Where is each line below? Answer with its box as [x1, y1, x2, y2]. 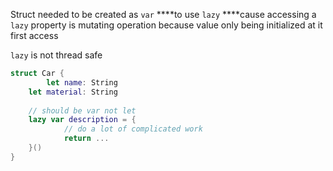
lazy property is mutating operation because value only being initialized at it [10, 19, 323, 31]
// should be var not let [28, 105, 137, 116]
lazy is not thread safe [10, 49, 103, 61]
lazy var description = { [28, 115, 137, 125]
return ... [63, 134, 110, 144]
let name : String [46, 77, 118, 88]
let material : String [28, 87, 118, 97]
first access [10, 30, 59, 41]
